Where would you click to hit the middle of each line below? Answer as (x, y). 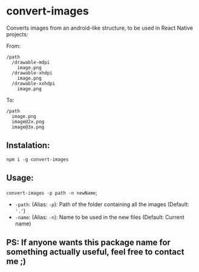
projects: (17, 34)
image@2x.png (28, 121)
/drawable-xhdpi (32, 73)
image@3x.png (28, 127)
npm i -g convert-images (38, 159)
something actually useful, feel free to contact (95, 252)
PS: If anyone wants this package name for (89, 242)
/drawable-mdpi (31, 62)
